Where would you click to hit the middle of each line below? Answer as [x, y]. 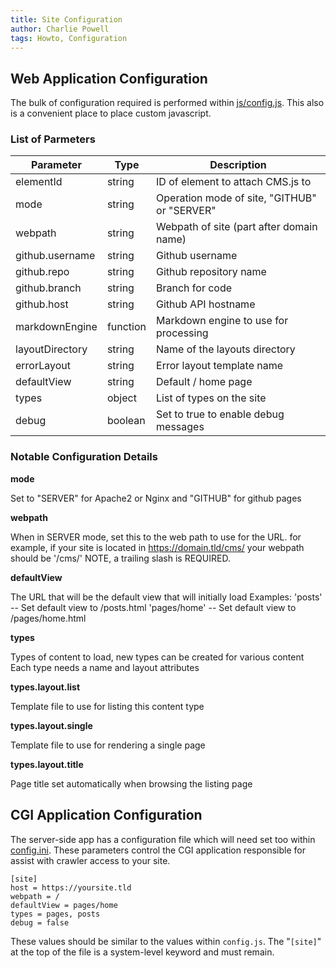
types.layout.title [47, 764]
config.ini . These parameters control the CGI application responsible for [158, 850]
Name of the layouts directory [226, 349]
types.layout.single [51, 725]
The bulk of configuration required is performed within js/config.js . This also [167, 103]
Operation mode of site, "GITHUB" [236, 198]
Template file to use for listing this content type [107, 706]
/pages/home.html [48, 618]
